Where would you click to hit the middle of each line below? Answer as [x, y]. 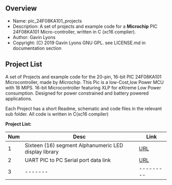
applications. [19, 98]
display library [42, 152]
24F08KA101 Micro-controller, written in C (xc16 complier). [74, 32]
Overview [21, 8]
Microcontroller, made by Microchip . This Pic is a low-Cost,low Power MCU [84, 82]
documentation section [37, 48]
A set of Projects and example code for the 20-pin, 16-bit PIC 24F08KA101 [83, 77]
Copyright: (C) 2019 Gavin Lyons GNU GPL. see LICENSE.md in [79, 43]
